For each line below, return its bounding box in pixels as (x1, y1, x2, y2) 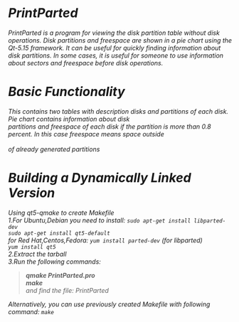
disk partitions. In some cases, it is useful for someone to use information (8, 51, 223, 60)
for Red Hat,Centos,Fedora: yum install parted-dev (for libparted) (8, 236, 203, 245)
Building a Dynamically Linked (8, 170, 191, 186)
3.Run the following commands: (8, 257, 102, 266)
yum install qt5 (8, 243, 56, 250)
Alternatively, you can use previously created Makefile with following (8, 300, 211, 308)
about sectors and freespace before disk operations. (8, 58, 164, 67)
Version (8, 185, 55, 201)
